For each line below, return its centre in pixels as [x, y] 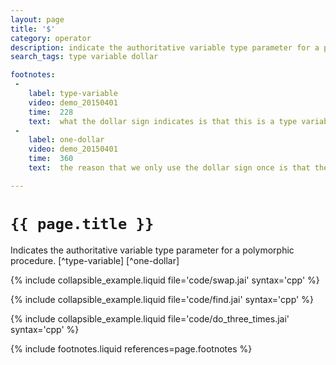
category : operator [51, 38]
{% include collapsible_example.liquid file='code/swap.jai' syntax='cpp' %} [165, 280]
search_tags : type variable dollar [84, 57]
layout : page [37, 19]
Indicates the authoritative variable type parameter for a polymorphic [152, 250]
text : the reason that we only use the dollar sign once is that [169, 168]
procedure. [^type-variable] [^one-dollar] [95, 260]
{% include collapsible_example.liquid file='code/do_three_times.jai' [150, 318]
